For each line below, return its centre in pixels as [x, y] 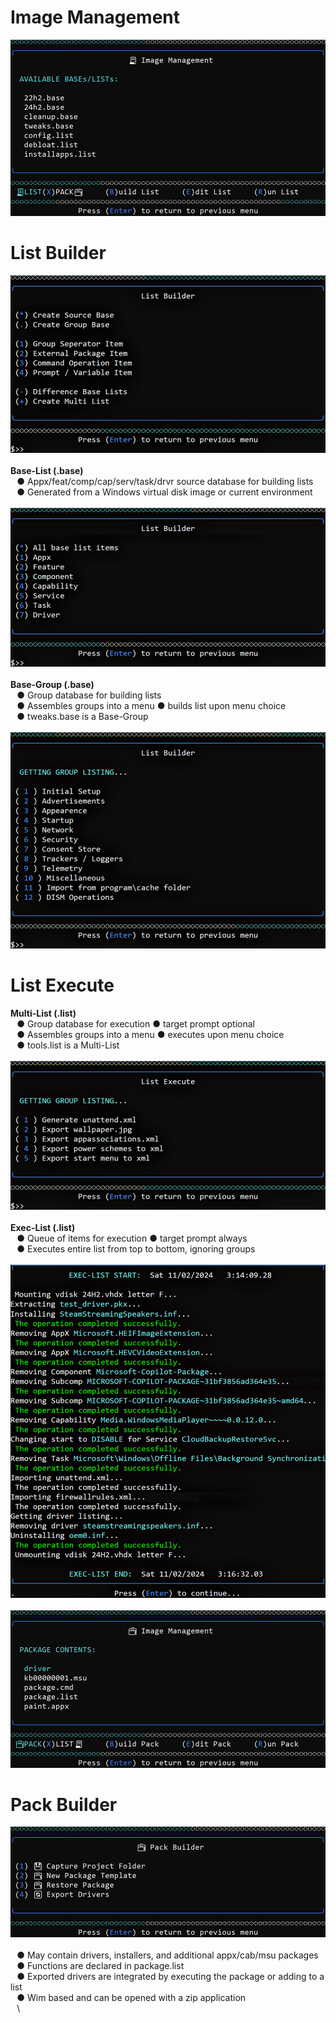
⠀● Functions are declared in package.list [97, 1966]
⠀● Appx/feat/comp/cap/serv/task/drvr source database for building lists [162, 482]
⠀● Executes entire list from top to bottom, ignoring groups [133, 1249]
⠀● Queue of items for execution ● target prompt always [129, 1238]
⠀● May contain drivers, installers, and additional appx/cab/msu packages [164, 1955]
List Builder [58, 253]
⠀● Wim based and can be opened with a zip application [128, 1998]
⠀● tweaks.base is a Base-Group [79, 717]
